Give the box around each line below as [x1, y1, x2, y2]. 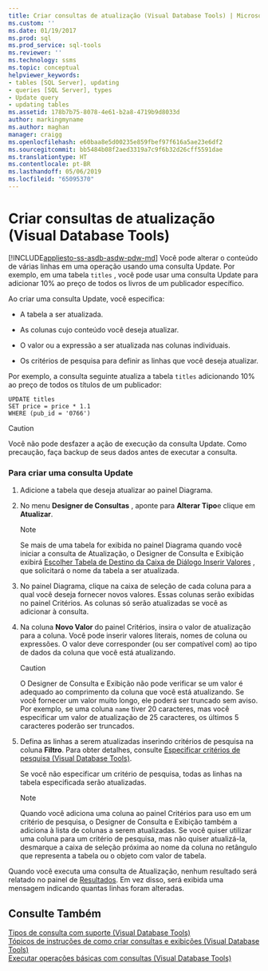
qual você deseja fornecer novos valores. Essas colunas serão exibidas [19, 590, 255, 599]
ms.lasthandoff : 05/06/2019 [8, 168, 102, 176]
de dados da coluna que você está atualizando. [19, 648, 175, 658]
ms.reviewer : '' [8, 49, 62, 57]
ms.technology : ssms [8, 57, 77, 65]
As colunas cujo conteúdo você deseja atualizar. [19, 324, 179, 334]
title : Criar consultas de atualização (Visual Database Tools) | [8, 11, 234, 20]
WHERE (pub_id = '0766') [8, 409, 91, 417]
